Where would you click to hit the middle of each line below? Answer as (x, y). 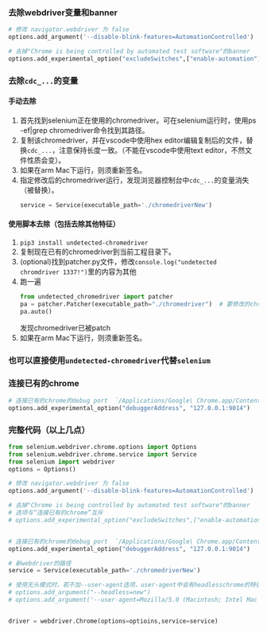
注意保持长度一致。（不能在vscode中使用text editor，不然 (152, 150)
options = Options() (43, 469)
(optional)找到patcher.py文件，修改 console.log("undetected (118, 262)
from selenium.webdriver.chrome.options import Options (103, 447)
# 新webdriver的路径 (40, 563)
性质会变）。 (46, 160)
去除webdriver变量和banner (63, 12)
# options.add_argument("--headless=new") (79, 592)
